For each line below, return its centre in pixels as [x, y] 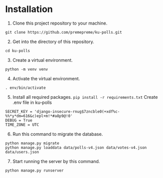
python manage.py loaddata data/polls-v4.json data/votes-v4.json [76, 147]
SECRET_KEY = [19, 111]
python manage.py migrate [32, 143]
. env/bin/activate [26, 88]
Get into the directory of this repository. [53, 42]
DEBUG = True [19, 120]
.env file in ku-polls [32, 102]
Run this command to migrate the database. [58, 134]
